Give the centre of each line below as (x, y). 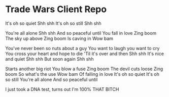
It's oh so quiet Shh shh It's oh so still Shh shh (53, 23)
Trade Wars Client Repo (56, 9)
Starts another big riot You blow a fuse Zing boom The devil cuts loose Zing (84, 69)
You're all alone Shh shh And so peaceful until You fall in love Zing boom (81, 33)
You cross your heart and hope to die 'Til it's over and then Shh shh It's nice (84, 54)
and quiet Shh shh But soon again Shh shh (49, 59)
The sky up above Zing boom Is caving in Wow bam (59, 38)
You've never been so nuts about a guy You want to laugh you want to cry (82, 48)
